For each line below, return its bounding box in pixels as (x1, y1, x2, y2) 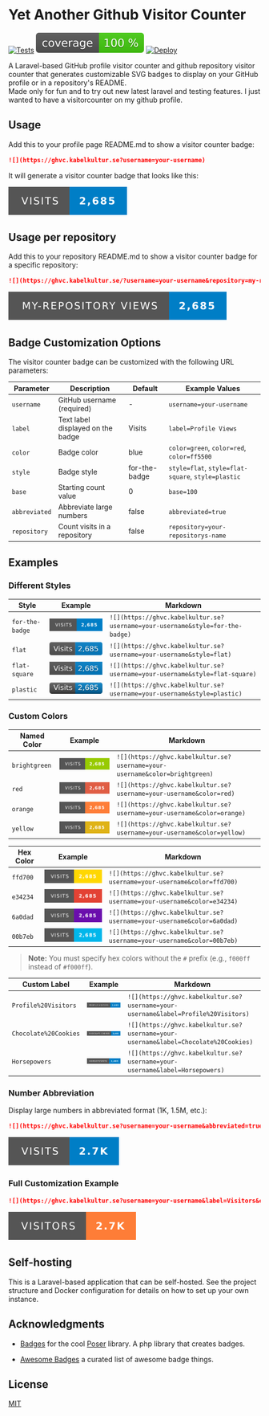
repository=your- (168, 524, 227, 532)
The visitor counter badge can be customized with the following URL (8, 357, 235, 367)
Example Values (185, 383, 241, 393)
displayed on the (58, 423, 114, 433)
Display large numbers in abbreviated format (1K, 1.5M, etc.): (8, 1105, 207, 1115)
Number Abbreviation (8, 1087, 94, 1098)
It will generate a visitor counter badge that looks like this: (8, 170, 199, 180)
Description (70, 383, 110, 393)
